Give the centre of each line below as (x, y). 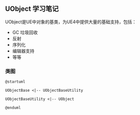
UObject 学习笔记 (32, 9)
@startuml (15, 82)
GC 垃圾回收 (25, 32)
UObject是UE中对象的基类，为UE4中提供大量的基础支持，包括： (71, 22)
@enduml (13, 108)
